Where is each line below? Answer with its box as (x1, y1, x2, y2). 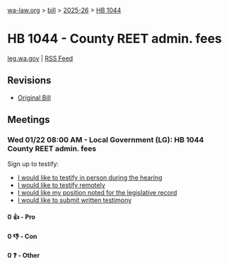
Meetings (7, 114, 51, 126)
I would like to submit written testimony (17, 196, 132, 204)
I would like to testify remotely (17, 181, 106, 189)
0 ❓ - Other (7, 251, 40, 260)
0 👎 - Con (7, 232, 37, 240)
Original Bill (17, 93, 52, 102)
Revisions (7, 74, 52, 87)
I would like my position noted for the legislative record (17, 189, 177, 197)
